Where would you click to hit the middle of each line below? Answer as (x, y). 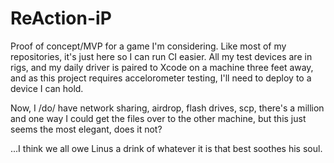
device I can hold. (47, 88)
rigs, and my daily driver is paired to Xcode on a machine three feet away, (162, 67)
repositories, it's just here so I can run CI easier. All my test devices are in (161, 56)
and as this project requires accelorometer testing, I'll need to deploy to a (161, 78)
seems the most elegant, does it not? (86, 129)
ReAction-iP (61, 18)
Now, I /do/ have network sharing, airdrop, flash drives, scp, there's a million (167, 108)
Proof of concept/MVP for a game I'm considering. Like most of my (148, 46)
